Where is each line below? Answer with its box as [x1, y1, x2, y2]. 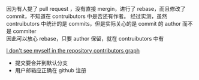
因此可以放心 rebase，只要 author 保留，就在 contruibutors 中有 [6, 35, 164, 42]
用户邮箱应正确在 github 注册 [14, 67, 87, 73]
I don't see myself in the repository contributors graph [6, 47, 140, 54]
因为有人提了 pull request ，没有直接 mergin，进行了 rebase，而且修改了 [6, 5, 186, 12]
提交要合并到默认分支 [14, 59, 68, 66]
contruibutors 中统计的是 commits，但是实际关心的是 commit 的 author [6, 20, 181, 27]
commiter [13, 27, 37, 35]
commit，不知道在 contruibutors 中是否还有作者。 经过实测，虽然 [6, 13, 168, 20]
